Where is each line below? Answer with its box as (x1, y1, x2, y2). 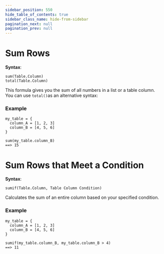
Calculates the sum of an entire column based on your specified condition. (5, 194, 159, 201)
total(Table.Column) (5, 78, 49, 83)
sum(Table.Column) (5, 74, 44, 79)
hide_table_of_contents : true (5, 12, 69, 17)
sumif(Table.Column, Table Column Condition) (5, 186, 102, 191)
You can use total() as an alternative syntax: (5, 92, 98, 98)
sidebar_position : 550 (5, 7, 53, 13)
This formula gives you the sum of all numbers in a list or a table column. (5, 87, 155, 93)
